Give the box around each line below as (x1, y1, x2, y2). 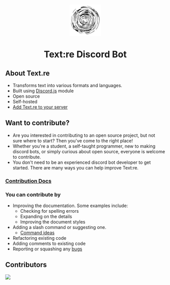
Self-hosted (12, 99, 38, 104)
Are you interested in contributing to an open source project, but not (12, 132, 156, 138)
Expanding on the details (20, 213, 73, 220)
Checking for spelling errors (20, 208, 79, 214)
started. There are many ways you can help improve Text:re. (12, 164, 139, 170)
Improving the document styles (20, 219, 85, 225)
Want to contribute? (5, 119, 70, 127)
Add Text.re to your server (12, 104, 68, 110)
